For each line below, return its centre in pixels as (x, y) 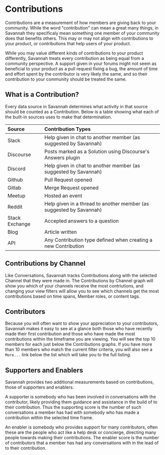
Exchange (19, 224)
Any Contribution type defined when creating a (98, 240)
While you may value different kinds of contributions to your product (74, 53)
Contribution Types (67, 129)
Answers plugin (62, 157)
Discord (17, 169)
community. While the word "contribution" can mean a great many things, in (82, 28)
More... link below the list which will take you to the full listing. (68, 355)
